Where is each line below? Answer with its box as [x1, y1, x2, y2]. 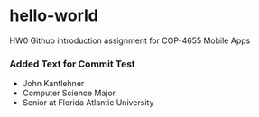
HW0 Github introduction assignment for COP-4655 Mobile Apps [9, 35, 251, 46]
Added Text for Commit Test [9, 58, 135, 70]
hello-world [9, 5, 99, 26]
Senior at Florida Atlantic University [22, 97, 154, 108]
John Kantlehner [22, 78, 85, 89]
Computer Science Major [22, 87, 116, 99]
